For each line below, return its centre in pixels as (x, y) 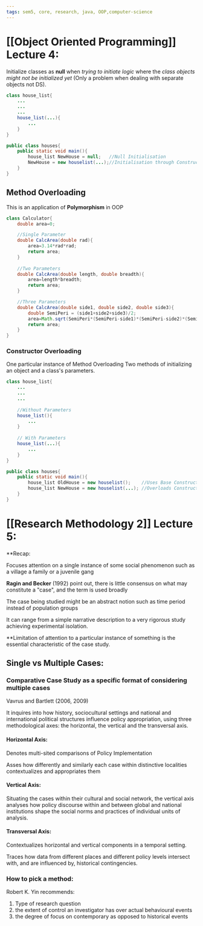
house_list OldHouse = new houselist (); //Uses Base (100, 483)
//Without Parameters (44, 410)
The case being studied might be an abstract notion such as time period (96, 601)
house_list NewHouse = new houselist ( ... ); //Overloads (100, 488)
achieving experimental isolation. (47, 626)
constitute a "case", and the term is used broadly (67, 590)
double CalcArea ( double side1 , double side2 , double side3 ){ (95, 307)
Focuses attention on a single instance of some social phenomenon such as (101, 565)
